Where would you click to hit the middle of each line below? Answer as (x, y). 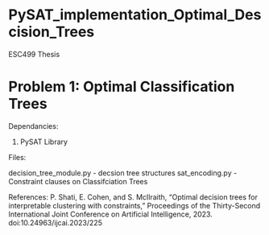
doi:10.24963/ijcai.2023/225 (56, 222)
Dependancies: (33, 126)
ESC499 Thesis (34, 54)
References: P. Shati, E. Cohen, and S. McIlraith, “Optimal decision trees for (133, 197)
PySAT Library (44, 142)
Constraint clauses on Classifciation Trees (78, 181)
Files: (17, 157)
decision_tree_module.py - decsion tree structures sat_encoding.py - (123, 173)
